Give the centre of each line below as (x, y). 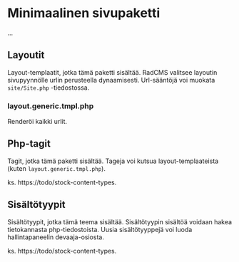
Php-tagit (29, 144)
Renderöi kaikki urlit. (37, 122)
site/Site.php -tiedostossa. (49, 88)
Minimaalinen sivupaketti (84, 13)
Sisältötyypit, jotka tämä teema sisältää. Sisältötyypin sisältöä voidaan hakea (120, 221)
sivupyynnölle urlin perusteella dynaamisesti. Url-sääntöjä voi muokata (111, 80)
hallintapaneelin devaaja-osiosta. (56, 237)
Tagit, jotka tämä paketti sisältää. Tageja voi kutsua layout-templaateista (113, 161)
